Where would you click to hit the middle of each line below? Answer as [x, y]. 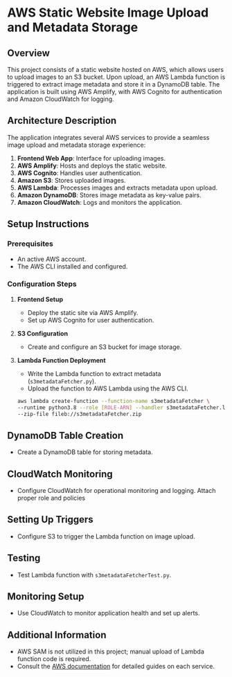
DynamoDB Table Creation [65, 435]
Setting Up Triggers [50, 520]
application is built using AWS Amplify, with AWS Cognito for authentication [115, 92]
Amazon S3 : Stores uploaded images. [71, 180]
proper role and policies [51, 498]
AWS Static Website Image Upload [108, 13]
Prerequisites [30, 244]
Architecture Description [62, 121]
